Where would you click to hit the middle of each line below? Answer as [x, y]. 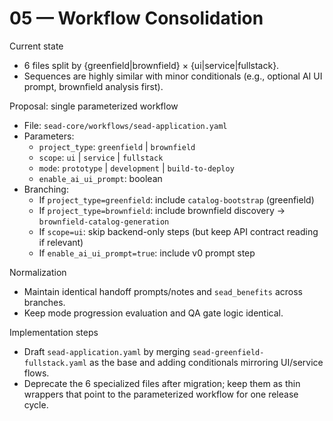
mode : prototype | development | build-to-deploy [136, 168]
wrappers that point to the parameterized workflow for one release [161, 394]
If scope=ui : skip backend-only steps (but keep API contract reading [178, 231]
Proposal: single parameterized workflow [94, 106]
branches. [44, 302]
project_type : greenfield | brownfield [117, 146]
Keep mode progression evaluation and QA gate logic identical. [153, 313]
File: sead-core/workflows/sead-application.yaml [125, 125]
